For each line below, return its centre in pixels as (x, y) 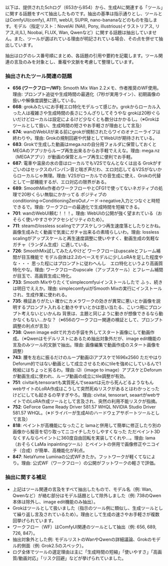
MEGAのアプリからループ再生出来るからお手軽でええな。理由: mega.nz (86, 151)
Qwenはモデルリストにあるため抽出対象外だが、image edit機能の (94, 339)
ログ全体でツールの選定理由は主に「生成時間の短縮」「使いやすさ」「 (83, 552)
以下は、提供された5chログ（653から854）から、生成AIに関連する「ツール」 (84, 7)
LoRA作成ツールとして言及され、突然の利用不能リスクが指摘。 (95, 401)
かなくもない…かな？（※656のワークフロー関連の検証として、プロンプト (88, 320)
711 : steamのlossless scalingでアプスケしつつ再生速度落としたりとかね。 (88, 226)
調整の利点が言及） (32, 326)
